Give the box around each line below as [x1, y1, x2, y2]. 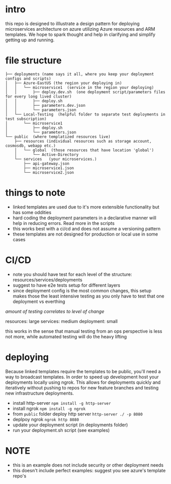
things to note [5, 187, 65, 199]
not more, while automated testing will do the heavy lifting [5, 333, 127, 339]
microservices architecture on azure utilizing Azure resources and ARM [5, 26, 156, 32]
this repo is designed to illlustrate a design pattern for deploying [5, 20, 140, 27]
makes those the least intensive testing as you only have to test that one [12, 293, 165, 299]
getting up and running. [5, 37, 55, 43]
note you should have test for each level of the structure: [12, 271, 132, 277]
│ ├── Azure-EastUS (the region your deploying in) [5, 80, 123, 85]
